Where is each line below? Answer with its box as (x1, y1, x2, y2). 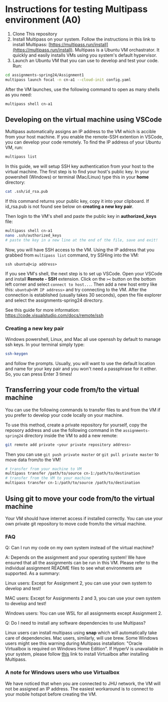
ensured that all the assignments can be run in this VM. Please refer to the (5, 560, 158, 566)
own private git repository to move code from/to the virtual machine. (5, 521, 146, 527)
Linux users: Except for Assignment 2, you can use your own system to (5, 580, 152, 586)
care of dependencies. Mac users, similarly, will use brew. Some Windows (5, 635, 158, 641)
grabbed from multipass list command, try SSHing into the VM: (5, 252, 139, 258)
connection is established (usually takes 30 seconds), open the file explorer (5, 292, 162, 298)
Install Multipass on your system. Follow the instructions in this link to (12, 36, 156, 42)
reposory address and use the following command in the (5, 427, 122, 433)
